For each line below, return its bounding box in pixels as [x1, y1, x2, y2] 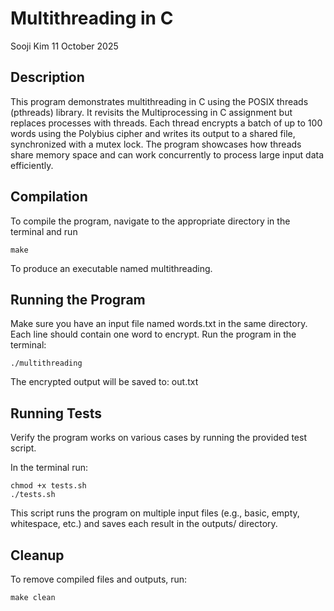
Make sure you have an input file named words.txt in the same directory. [10, 318, 308, 330]
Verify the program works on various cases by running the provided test [10, 432, 307, 444]
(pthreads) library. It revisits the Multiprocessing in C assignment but [10, 106, 293, 118]
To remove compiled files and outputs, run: [10, 573, 188, 585]
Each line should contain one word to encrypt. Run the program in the [10, 328, 297, 341]
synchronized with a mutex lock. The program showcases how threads [10, 138, 302, 150]
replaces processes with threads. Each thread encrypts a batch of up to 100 [10, 117, 323, 129]
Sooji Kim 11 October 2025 [10, 40, 119, 52]
